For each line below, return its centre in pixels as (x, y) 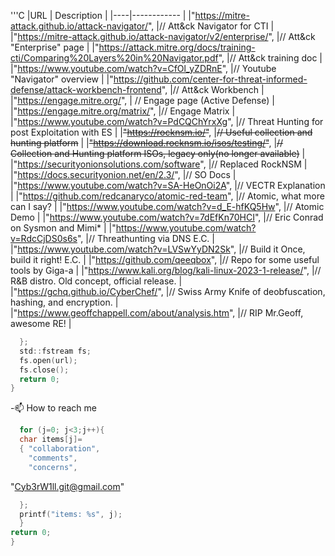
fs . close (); (44, 370)
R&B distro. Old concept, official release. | (96, 281)
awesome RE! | (41, 323)
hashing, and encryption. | (64, 302)
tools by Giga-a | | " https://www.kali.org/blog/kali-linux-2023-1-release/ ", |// (166, 270)
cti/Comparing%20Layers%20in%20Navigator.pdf (114, 58)
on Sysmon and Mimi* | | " (63, 228)
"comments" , (53, 458)
